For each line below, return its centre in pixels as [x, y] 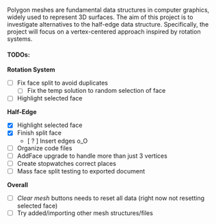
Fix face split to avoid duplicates [62, 83]
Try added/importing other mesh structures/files [85, 213]
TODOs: [19, 55]
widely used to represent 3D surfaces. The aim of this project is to [100, 17]
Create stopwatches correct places [66, 163]
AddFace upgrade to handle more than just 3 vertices [92, 156]
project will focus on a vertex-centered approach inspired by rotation [104, 31]
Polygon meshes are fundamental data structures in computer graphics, [108, 10]
